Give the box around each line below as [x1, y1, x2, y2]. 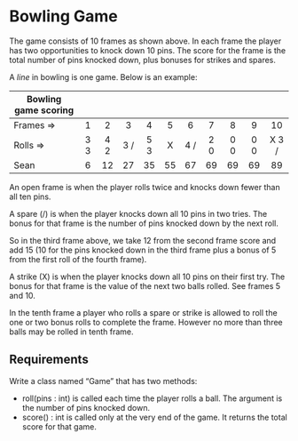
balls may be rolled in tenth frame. [9, 326, 135, 337]
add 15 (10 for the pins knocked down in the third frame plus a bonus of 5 [9, 245, 277, 255]
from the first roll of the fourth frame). [9, 253, 147, 264]
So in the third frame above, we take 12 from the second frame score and [9, 235, 277, 245]
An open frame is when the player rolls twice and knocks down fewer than [9, 181, 281, 192]
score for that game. [21, 421, 98, 432]
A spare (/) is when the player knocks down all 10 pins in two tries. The [9, 208, 268, 219]
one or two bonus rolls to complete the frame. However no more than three [9, 317, 283, 327]
